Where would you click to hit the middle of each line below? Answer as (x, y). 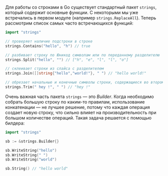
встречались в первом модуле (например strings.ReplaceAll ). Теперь (81, 18)
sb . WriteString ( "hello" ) (31, 150)
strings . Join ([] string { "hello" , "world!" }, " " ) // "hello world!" (76, 73)
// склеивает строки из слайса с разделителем (54, 69)
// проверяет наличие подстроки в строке (49, 41)
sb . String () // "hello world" (37, 169)
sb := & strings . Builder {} (32, 141)
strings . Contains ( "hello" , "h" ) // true (48, 46)
